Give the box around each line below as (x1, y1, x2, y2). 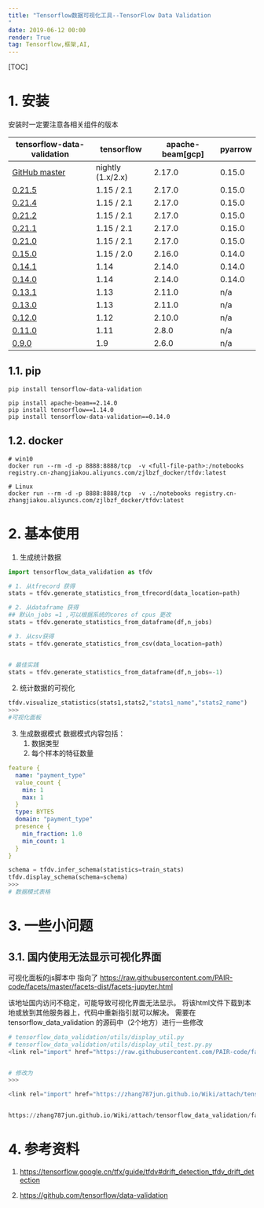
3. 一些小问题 (8, 917, 93, 935)
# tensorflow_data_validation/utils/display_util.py (8, 1033, 185, 1041)
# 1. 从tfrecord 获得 (8, 582, 75, 590)
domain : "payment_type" (15, 815, 93, 824)
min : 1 (22, 786, 44, 794)
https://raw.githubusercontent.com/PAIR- (99, 972, 233, 982)
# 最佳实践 (8, 661, 39, 669)
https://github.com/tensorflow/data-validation (19, 1190, 169, 1199)
